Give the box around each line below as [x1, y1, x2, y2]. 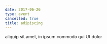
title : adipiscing [5, 20, 43, 26]
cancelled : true [5, 16, 38, 21]
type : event [5, 12, 30, 16]
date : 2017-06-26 [5, 7, 41, 12]
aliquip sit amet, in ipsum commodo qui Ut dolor [5, 34, 103, 40]
